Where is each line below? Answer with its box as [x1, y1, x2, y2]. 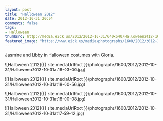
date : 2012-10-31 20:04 [5, 16, 53, 21]
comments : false [5, 20, 38, 26]
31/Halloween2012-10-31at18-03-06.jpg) [5, 67, 86, 72]
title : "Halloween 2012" [5, 12, 55, 17]
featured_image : [5, 39, 38, 44]
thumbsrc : [5, 35, 25, 39]
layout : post [5, 7, 32, 12]
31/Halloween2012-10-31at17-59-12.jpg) [5, 110, 85, 116]
